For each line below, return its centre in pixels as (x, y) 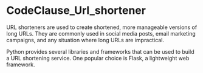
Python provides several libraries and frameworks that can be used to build (100, 51)
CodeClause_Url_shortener (76, 11)
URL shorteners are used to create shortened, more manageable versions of (102, 27)
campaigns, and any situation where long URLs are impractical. (85, 40)
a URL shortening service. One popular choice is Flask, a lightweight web (98, 58)
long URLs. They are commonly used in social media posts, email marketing (101, 33)
